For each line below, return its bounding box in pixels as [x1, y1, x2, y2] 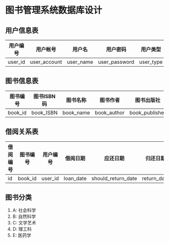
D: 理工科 [12, 226, 32, 232]
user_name [67, 59, 94, 65]
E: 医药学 [12, 232, 32, 238]
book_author [95, 109, 125, 116]
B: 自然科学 [12, 213, 36, 219]
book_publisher [129, 109, 166, 116]
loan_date [63, 175, 87, 182]
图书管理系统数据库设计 [5, 5, 103, 16]
